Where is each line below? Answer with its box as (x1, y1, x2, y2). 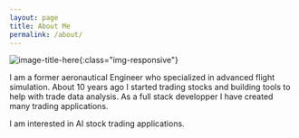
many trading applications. (9, 101, 109, 112)
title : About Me (9, 22, 71, 31)
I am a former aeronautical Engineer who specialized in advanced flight (9, 72, 275, 83)
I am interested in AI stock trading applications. (9, 118, 185, 129)
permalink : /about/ (9, 30, 83, 39)
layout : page (9, 13, 59, 23)
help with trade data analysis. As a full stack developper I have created (9, 91, 274, 102)
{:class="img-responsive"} (78, 55, 179, 66)
